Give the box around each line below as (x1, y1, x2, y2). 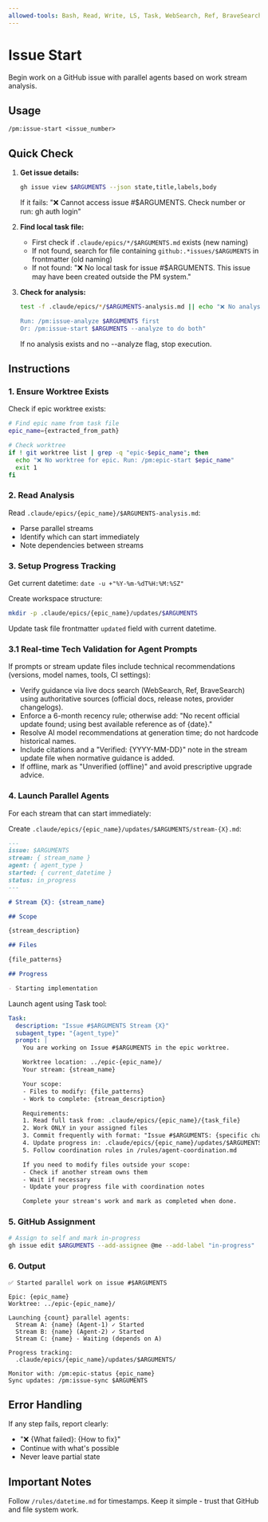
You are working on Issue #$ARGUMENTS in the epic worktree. (22, 1044, 230, 1052)
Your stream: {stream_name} (22, 1066, 116, 1074)
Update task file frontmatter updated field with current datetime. (8, 623, 217, 633)
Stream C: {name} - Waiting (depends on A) (15, 1335, 162, 1343)
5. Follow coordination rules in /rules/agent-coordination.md (22, 1146, 238, 1154)
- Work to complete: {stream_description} (22, 1095, 166, 1103)
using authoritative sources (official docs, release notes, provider (19, 694, 234, 704)
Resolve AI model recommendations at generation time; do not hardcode (19, 728, 259, 737)
